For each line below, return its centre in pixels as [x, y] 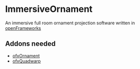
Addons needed [30, 44]
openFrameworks [23, 28]
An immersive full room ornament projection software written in [70, 23]
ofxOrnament [26, 56]
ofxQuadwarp [26, 61]
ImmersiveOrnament [49, 9]
